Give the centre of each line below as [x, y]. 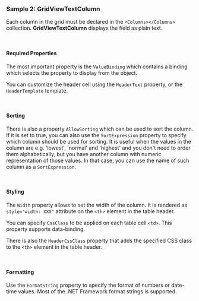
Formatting [20, 272]
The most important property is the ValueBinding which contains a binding [97, 66]
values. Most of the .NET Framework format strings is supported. [97, 292]
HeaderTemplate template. [37, 90]
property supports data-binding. [45, 229]
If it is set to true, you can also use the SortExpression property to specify [97, 135]
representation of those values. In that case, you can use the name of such [98, 160]
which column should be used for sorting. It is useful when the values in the [99, 141]
